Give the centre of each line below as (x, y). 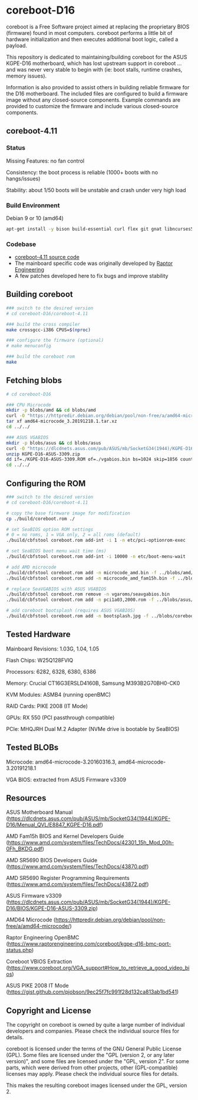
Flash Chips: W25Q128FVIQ (40, 660)
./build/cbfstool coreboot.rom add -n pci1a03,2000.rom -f (80, 600)
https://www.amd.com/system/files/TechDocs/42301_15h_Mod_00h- (91, 843)
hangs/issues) (23, 179)
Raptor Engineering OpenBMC (43, 937)
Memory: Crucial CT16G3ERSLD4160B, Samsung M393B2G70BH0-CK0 (93, 683)
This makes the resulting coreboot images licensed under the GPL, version (97, 1085)
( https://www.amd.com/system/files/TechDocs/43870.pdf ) (77, 866)
